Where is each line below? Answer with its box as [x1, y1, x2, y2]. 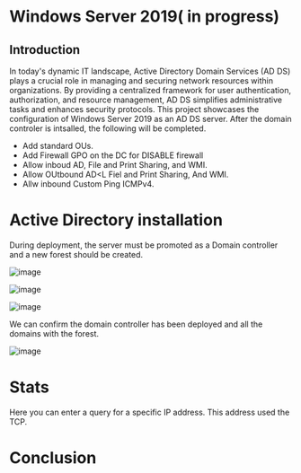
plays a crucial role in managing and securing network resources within [9, 75, 274, 86]
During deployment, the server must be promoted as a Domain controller [9, 240, 279, 250]
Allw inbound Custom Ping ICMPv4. [22, 179, 155, 189]
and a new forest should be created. [9, 249, 144, 259]
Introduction [9, 42, 81, 57]
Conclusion [9, 448, 97, 469]
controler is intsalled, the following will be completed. [9, 123, 207, 134]
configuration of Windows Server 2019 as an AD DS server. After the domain [9, 114, 292, 124]
